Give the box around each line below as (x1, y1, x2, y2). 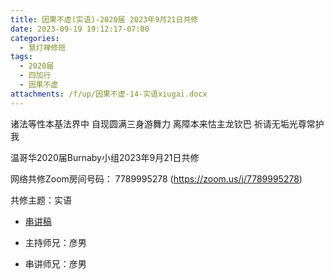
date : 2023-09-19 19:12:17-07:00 (10, 24, 150, 34)
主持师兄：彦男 (24, 236, 87, 248)
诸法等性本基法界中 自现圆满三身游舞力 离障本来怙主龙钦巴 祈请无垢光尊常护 (10, 117, 325, 130)
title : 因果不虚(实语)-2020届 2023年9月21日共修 (10, 14, 199, 25)
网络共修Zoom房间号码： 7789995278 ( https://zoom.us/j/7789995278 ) (10, 172, 303, 185)
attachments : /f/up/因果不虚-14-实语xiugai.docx (10, 89, 208, 99)
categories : (10, 33, 60, 43)
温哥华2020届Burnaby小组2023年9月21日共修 (10, 151, 200, 163)
